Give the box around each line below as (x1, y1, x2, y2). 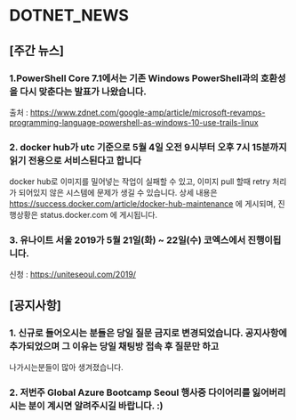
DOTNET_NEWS (9, 5, 129, 26)
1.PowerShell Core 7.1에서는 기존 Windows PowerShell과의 (9, 72, 260, 85)
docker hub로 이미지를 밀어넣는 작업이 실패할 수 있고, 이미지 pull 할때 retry (9, 176, 271, 187)
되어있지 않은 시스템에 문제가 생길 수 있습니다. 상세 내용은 (18, 188, 218, 198)
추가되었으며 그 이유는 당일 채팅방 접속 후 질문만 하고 (9, 340, 220, 352)
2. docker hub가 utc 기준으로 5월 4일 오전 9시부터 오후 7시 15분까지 (9, 141, 287, 153)
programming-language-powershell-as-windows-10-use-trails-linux (9, 117, 260, 127)
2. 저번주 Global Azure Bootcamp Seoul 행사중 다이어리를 (9, 386, 251, 399)
